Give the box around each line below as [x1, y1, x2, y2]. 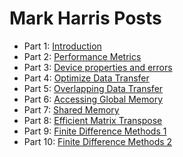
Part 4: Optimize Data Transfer [23, 72, 150, 84]
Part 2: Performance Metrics [23, 50, 142, 62]
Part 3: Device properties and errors [23, 61, 173, 73]
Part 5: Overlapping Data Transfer [23, 82, 164, 94]
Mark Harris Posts [9, 7, 162, 30]
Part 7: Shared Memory [23, 103, 120, 116]
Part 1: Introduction [23, 40, 102, 52]
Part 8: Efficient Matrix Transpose [23, 114, 163, 126]
